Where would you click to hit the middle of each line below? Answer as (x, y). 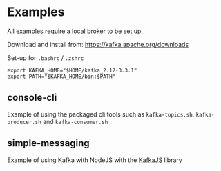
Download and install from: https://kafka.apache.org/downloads (98, 44)
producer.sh (24, 122)
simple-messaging (48, 143)
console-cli (32, 98)
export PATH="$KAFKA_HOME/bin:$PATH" (61, 77)
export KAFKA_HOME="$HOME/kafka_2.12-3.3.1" (72, 70)
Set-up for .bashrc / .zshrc (46, 58)
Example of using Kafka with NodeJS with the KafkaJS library (95, 160)
